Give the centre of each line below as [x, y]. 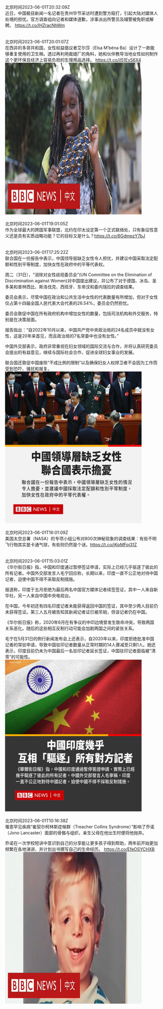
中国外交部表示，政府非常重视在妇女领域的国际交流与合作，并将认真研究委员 [81, 346]
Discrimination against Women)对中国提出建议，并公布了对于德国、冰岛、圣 [81, 281]
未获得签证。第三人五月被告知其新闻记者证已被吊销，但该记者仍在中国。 [77, 612]
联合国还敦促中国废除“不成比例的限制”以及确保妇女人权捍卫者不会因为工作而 [81, 363]
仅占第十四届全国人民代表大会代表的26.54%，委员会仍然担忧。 [68, 303]
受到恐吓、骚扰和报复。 [28, 369]
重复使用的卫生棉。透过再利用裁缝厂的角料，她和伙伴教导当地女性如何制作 [83, 54]
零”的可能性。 [19, 657]
